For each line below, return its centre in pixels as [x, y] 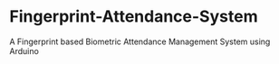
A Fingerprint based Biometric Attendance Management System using [140, 41]
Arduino [24, 50]
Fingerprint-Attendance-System [134, 17]
